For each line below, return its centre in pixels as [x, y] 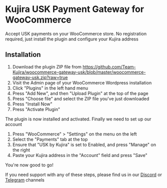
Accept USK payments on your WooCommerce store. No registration [76, 33]
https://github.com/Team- [109, 66]
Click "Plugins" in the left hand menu [50, 88]
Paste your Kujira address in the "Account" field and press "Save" [80, 155]
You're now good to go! [29, 165]
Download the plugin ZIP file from [47, 66]
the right [21, 150]
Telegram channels [25, 180]
